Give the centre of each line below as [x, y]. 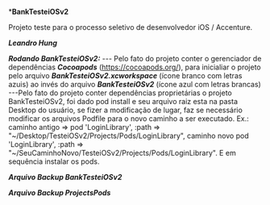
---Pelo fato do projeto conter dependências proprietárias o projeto [120, 93]
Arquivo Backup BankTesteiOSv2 [65, 177]
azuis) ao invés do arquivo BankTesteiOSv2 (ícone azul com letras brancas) [135, 84]
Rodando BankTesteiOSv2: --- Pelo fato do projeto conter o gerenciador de [135, 59]
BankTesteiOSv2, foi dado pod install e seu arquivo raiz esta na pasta [123, 101]
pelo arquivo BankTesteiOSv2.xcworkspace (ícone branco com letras [125, 75]
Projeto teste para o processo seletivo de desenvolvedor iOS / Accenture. [131, 27]
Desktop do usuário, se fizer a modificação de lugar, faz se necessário [126, 110]
